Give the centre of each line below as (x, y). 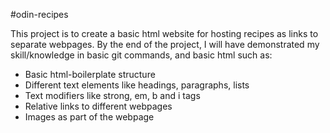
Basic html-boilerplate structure (90, 74)
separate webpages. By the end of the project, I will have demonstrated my (165, 44)
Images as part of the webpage (89, 117)
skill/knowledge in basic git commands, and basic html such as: (141, 55)
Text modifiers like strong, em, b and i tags (112, 95)
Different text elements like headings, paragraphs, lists (137, 85)
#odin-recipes (39, 14)
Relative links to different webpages (98, 106)
